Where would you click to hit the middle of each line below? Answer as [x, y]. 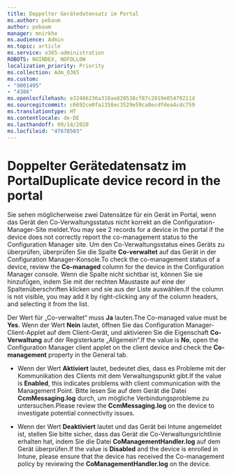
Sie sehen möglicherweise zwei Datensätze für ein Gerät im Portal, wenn [112, 215]
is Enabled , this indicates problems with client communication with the [119, 383]
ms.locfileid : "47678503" [45, 131]
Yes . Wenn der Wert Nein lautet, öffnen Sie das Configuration [96, 325]
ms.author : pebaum [34, 20]
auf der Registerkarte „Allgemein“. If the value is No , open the [131, 340]
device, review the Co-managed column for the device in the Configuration [116, 267]
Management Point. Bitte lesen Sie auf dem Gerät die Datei [102, 391]
